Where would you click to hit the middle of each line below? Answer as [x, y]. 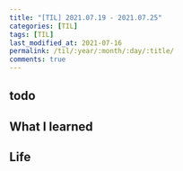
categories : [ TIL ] [44, 26]
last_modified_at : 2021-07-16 [66, 43]
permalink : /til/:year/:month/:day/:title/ [92, 51]
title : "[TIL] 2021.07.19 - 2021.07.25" [86, 18]
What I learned [51, 126]
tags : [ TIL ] [31, 34]
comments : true [38, 59]
